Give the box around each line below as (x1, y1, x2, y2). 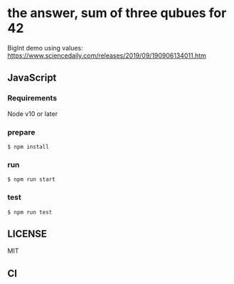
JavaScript (7, 72, 57, 84)
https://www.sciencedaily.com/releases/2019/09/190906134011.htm (7, 51, 206, 60)
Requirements (7, 93, 58, 103)
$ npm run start (7, 176, 55, 183)
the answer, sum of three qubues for (7, 5, 227, 21)
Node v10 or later (7, 109, 58, 118)
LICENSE (7, 228, 48, 240)
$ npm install (7, 143, 50, 150)
